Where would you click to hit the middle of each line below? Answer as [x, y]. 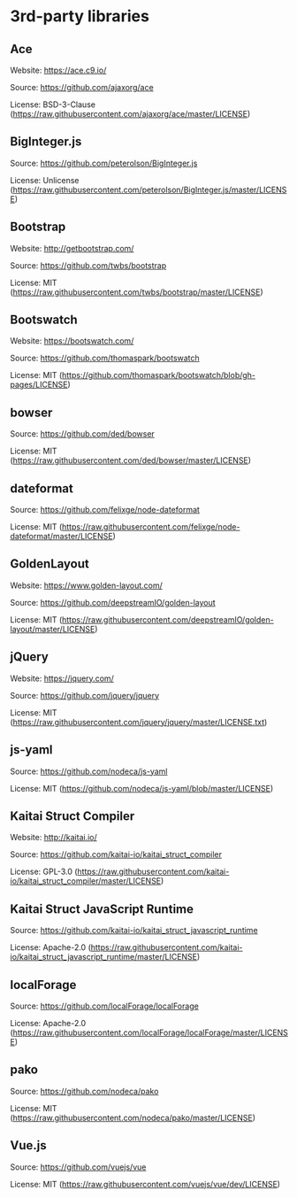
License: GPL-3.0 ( [44, 872]
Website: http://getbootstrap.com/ [72, 248]
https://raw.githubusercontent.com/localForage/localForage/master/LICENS [150, 1032]
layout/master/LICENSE [53, 629]
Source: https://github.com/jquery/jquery [85, 695]
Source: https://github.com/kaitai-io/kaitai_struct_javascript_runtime [134, 931]
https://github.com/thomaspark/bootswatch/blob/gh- [158, 375]
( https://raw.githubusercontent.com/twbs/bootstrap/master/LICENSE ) [137, 292]
